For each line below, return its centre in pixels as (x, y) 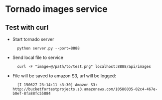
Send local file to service (38, 57)
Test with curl (27, 27)
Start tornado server (33, 39)
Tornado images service (57, 9)
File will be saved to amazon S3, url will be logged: (64, 76)
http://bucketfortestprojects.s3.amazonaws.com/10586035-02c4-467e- (85, 89)
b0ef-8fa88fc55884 (31, 94)
